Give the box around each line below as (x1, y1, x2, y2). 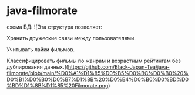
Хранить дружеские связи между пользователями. (6, 34, 136, 41)
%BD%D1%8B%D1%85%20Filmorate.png (6, 82, 109, 89)
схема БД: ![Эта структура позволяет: (6, 23, 102, 30)
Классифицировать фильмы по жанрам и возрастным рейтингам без (6, 57, 181, 64)
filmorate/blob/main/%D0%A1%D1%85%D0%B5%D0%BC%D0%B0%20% (6, 69, 189, 76)
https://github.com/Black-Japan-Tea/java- (68, 63, 170, 71)
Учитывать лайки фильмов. (6, 45, 75, 53)
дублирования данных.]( (6, 63, 68, 71)
